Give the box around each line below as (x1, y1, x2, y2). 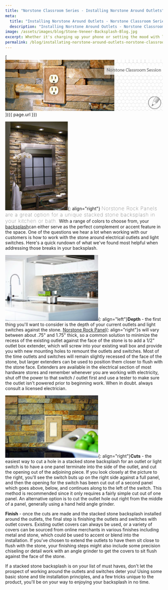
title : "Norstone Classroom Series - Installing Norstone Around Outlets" (5, 8, 164, 13)
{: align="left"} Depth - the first (98, 316, 161, 322)
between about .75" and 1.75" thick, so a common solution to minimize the (5, 332, 158, 338)
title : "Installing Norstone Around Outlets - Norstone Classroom (9, 19, 151, 24)
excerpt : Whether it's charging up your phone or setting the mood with (5, 35, 160, 40)
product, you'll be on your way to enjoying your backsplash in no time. (5, 579, 150, 585)
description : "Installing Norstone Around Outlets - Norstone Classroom (9, 24, 164, 29)
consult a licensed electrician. (5, 385, 67, 391)
